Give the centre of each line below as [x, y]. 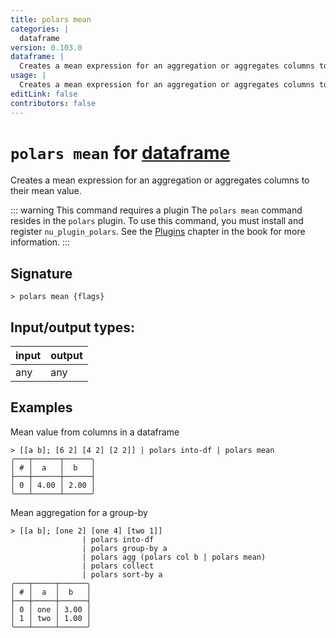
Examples [41, 407]
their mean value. [46, 191]
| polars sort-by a [122, 574]
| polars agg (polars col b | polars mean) [174, 557]
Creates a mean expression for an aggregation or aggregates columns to [160, 180]
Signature [41, 273]
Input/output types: [73, 327]
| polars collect [118, 566]
